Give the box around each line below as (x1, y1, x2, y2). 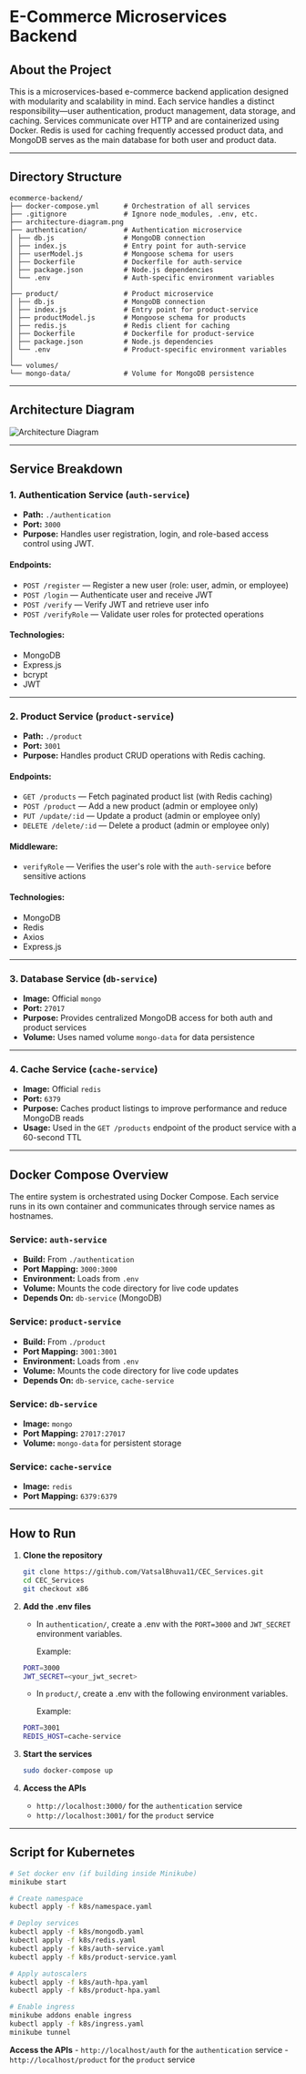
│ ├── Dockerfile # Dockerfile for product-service (9, 329, 255, 338)
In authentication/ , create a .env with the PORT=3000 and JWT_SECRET (36, 1619, 291, 1630)
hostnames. (9, 1211, 54, 1221)
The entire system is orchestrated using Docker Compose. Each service (9, 1191, 280, 1202)
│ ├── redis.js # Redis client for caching (9, 321, 230, 330)
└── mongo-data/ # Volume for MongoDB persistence (9, 369, 255, 378)
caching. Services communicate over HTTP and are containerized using (9, 116, 280, 126)
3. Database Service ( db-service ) (9, 972, 158, 985)
